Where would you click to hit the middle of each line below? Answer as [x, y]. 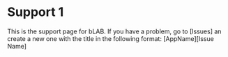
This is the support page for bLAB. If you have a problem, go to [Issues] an [114, 31]
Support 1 [36, 12]
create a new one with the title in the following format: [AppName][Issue [111, 38]
